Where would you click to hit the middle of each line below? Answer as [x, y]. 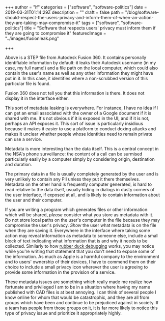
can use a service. [24, 139]
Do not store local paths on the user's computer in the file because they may [82, 220]
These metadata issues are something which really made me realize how [79, 282]
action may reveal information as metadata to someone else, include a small [82, 236]
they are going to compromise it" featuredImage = [56, 33]
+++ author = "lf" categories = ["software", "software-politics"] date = [76, 7]
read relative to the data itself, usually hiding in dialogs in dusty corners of [80, 190]
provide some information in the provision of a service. [60, 272]
